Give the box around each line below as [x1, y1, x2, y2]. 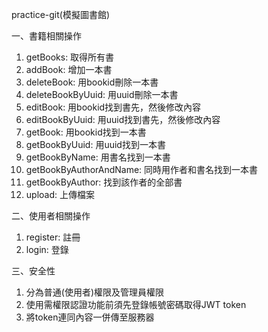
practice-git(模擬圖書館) [11, 9, 111, 20]
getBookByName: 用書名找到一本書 [25, 151, 171, 163]
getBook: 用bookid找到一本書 [25, 126, 147, 138]
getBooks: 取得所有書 [25, 51, 115, 63]
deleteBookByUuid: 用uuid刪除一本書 [25, 89, 179, 100]
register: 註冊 [25, 231, 81, 243]
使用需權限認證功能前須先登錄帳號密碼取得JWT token [25, 299, 247, 310]
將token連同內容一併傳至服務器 [25, 311, 155, 323]
